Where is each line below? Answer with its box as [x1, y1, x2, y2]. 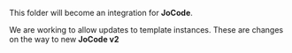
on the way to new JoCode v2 [9, 34, 119, 44]
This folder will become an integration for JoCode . [9, 8, 193, 18]
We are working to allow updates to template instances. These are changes [9, 25, 284, 34]
